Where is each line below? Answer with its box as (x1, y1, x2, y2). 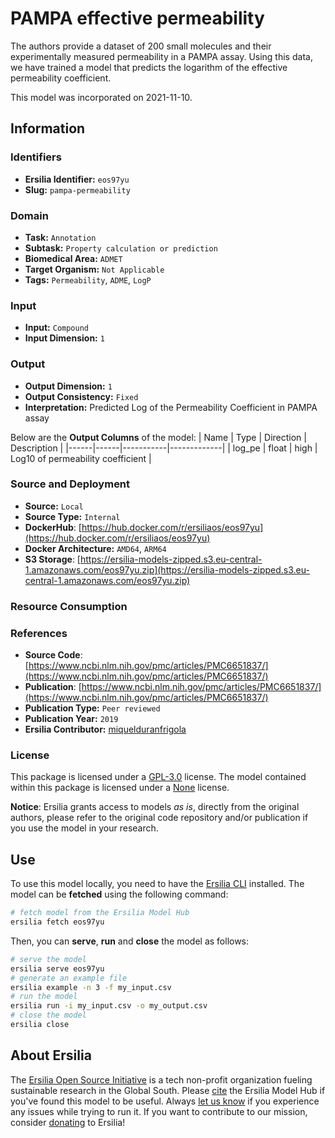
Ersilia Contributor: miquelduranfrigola (24, 723, 187, 736)
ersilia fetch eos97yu (10, 917, 105, 927)
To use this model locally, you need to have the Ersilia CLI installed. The (10, 878, 305, 890)
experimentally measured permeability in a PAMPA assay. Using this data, (10, 50, 313, 62)
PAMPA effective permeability (10, 7, 265, 30)
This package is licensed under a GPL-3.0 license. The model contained (10, 771, 307, 783)
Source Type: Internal (24, 510, 121, 522)
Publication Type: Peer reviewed (24, 702, 161, 714)
